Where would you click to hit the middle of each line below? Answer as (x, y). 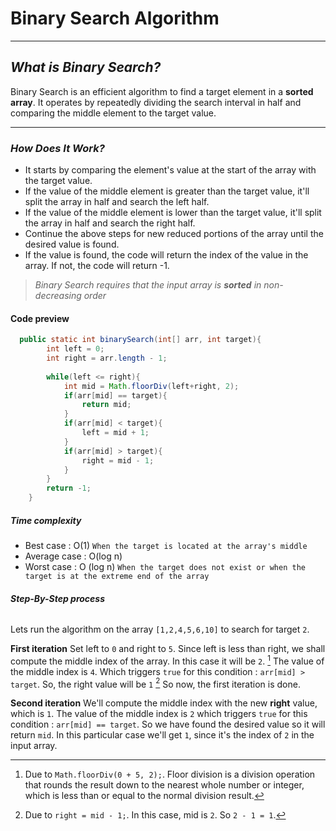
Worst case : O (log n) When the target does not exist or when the (165, 566)
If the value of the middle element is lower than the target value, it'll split (173, 213)
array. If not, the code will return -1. (97, 266)
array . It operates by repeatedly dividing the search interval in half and (156, 102)
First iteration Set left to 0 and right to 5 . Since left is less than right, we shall (168, 649)
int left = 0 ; (75, 349)
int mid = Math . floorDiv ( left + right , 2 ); (151, 386)
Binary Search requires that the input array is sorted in (148, 285)
